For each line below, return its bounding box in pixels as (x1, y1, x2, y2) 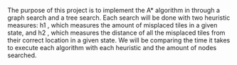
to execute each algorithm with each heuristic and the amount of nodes (7, 44, 217, 52)
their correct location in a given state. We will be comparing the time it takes (7, 36, 231, 45)
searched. (7, 51, 37, 59)
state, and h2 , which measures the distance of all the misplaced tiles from (7, 28, 226, 37)
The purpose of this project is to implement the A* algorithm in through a (7, 6, 221, 14)
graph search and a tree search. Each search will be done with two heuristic (7, 13, 231, 22)
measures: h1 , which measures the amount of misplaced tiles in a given (7, 21, 218, 29)
